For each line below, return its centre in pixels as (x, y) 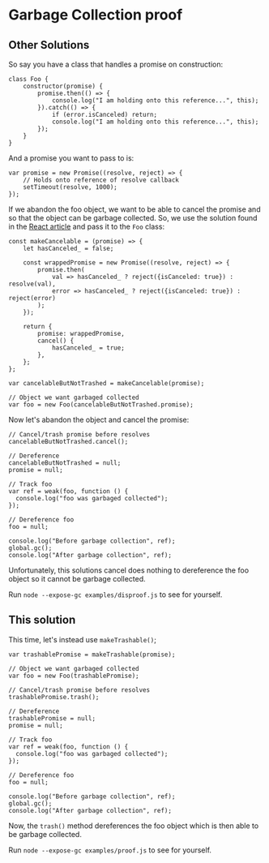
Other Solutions (49, 45)
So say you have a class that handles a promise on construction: (116, 64)
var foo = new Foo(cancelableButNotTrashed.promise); (101, 405)
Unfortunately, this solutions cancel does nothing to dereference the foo (129, 570)
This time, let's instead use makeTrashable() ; (82, 639)
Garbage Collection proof (96, 15)
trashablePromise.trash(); (54, 697)
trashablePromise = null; (52, 718)
